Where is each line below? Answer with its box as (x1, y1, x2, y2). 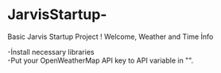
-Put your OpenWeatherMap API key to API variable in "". (7, 56, 194, 65)
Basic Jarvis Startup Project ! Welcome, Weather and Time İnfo (7, 32, 214, 41)
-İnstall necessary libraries (7, 47, 95, 56)
